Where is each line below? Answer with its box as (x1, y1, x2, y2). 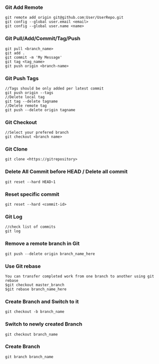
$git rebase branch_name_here (5, 287, 67, 292)
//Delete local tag (5, 94, 45, 99)
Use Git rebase (5, 263, 41, 270)
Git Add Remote (5, 4, 43, 11)
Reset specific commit (5, 191, 60, 198)
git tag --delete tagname (5, 99, 58, 104)
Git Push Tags (5, 75, 39, 82)
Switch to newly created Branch (5, 321, 83, 328)
